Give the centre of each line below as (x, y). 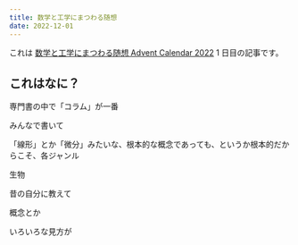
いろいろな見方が (41, 232)
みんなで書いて (37, 125)
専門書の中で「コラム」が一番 (64, 106)
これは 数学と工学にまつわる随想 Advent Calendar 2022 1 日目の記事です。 (146, 52)
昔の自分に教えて (41, 194)
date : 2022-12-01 (41, 26)
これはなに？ (45, 83)
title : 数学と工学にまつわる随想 (63, 17)
